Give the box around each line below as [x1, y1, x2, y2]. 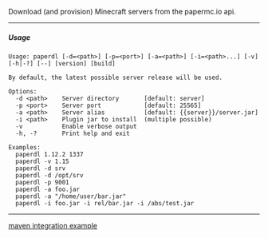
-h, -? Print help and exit [15, 129, 130, 137]
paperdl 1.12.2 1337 [15, 150, 84, 158]
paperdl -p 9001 [15, 178, 69, 186]
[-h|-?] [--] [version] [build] [8, 59, 116, 67]
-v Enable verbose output [15, 122, 137, 130]
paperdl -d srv [15, 164, 66, 173]
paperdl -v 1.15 [15, 157, 69, 165]
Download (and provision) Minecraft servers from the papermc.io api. [8, 7, 237, 16]
